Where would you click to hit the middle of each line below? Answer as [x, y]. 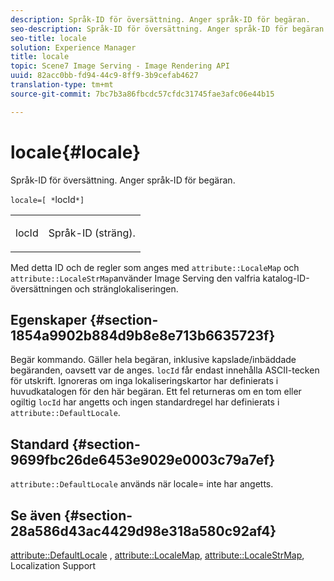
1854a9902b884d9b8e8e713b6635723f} [143, 335]
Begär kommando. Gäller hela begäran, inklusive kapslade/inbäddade [153, 360]
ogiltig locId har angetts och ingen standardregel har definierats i [145, 402]
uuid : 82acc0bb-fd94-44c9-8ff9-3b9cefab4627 [104, 76]
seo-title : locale [48, 38]
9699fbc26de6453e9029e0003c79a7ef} [143, 459]
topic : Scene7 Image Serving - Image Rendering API [120, 66]
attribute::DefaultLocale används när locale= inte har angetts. [142, 484]
